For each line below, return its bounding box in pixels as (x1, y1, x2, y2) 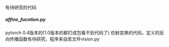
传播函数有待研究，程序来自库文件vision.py (9, 36, 100, 42)
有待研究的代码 (5, 5, 37, 10)
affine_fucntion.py (5, 16, 46, 22)
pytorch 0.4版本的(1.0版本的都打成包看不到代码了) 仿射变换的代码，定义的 (5, 29, 160, 35)
